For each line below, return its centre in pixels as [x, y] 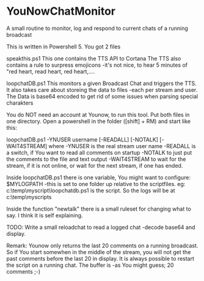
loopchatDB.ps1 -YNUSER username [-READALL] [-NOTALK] [82, 140]
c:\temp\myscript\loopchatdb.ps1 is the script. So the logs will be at [91, 190]
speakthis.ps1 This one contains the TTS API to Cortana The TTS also [94, 58]
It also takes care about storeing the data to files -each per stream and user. [102, 89]
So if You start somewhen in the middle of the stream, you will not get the [99, 252]
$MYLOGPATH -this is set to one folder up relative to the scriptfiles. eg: [96, 184]
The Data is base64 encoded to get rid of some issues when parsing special [102, 96]
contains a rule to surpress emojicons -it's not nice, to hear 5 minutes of [97, 65]
